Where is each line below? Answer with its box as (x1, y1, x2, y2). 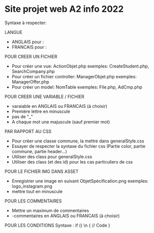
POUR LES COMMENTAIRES (4, 198, 62, 204)
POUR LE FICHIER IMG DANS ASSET (4, 168, 79, 174)
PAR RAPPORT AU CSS (4, 128, 52, 134)
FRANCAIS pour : (11, 44, 47, 50)
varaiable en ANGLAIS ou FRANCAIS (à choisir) (11, 103, 108, 109)
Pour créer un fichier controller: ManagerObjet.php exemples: (11, 73, 137, 79)
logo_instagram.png (11, 183, 53, 189)
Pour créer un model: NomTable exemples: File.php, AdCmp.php (11, 84, 143, 90)
